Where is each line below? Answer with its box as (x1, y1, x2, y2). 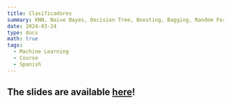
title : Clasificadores (7, 10, 72, 17)
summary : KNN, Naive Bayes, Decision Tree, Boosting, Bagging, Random (7, 16, 214, 23)
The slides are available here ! (7, 86, 135, 98)
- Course (13, 55, 38, 62)
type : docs (7, 29, 38, 36)
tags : (7, 42, 23, 49)
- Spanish (13, 61, 41, 68)
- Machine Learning (13, 49, 69, 55)
